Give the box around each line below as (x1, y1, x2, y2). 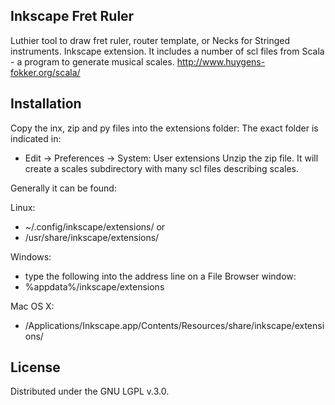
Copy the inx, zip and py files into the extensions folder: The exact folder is (10, 122, 319, 134)
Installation (10, 95, 82, 113)
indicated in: (10, 132, 62, 144)
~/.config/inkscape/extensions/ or (24, 220, 166, 233)
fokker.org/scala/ (10, 66, 81, 78)
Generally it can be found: (10, 182, 117, 194)
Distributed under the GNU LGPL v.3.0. (10, 385, 170, 398)
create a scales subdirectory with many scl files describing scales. (24, 162, 299, 174)
